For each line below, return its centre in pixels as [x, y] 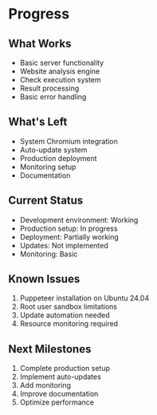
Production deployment [58, 158]
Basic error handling [53, 97]
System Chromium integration [69, 141]
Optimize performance [57, 402]
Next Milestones [50, 349]
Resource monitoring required [69, 324]
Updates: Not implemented [64, 245]
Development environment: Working [79, 220]
